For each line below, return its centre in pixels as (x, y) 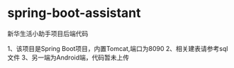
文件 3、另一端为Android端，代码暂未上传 (68, 57)
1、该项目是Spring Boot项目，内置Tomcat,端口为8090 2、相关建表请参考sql (118, 48)
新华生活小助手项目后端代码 (48, 33)
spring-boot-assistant (74, 13)
